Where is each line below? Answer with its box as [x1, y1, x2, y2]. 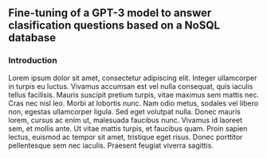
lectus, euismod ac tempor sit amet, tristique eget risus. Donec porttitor [8, 132, 243, 141]
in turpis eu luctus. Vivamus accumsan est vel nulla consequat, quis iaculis [8, 81, 253, 91]
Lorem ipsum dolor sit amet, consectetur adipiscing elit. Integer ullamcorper [8, 73, 257, 83]
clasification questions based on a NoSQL [8, 19, 221, 33]
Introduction [8, 55, 57, 66]
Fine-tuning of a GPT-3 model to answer [8, 6, 212, 20]
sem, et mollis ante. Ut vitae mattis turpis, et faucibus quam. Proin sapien [8, 123, 248, 133]
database [8, 31, 57, 44]
